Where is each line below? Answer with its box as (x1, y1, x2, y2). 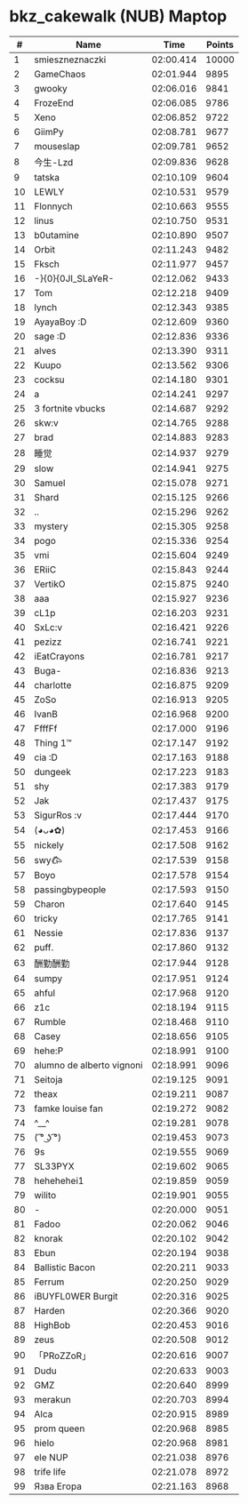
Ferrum (34, 1276, 65, 1288)
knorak (34, 1232, 64, 1244)
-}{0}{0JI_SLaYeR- (34, 272, 115, 284)
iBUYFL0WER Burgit (34, 1290, 118, 1302)
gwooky (34, 82, 68, 94)
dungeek (34, 765, 71, 778)
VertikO (34, 578, 66, 590)
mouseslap (34, 140, 80, 152)
